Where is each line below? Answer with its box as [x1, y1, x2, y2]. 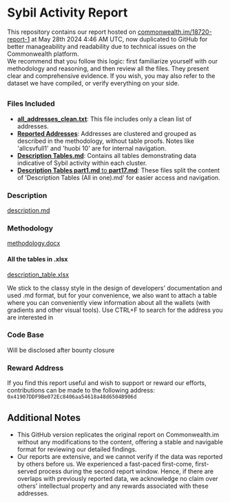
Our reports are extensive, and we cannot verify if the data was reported [17, 452, 223, 460]
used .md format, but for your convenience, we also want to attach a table [7, 291, 217, 299]
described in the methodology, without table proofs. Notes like [17, 137, 195, 145]
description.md [7, 206, 50, 215]
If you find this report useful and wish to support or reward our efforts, [7, 379, 207, 387]
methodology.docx [7, 239, 61, 248]
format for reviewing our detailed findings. [17, 445, 137, 453]
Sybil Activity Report [7, 5, 128, 21]
